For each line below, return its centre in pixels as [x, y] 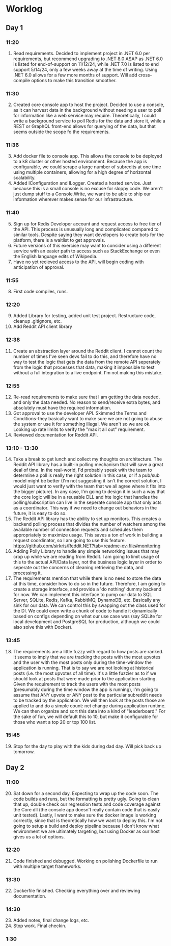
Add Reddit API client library [43, 326]
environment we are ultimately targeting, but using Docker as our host [86, 831]
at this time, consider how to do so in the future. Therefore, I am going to [89, 584]
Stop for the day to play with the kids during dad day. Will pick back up [87, 746]
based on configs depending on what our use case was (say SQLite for [88, 616]
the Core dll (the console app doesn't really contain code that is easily [87, 809]
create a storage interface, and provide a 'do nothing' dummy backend [87, 589]
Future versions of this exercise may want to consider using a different [87, 245]
